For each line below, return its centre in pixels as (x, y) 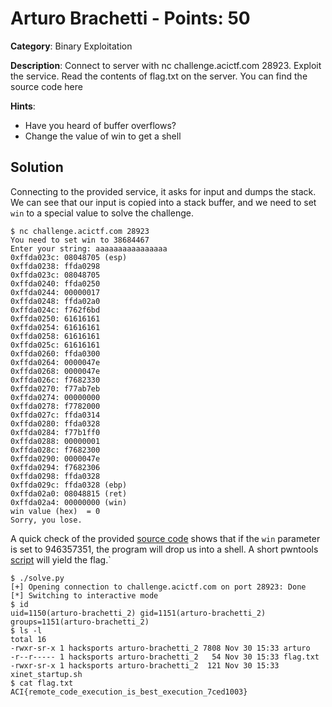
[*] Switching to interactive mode (84, 595)
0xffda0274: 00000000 (55, 397)
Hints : (23, 106)
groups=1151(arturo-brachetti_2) (80, 622)
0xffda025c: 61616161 (55, 345)
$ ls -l (26, 630)
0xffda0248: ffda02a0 (55, 301)
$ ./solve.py (37, 578)
